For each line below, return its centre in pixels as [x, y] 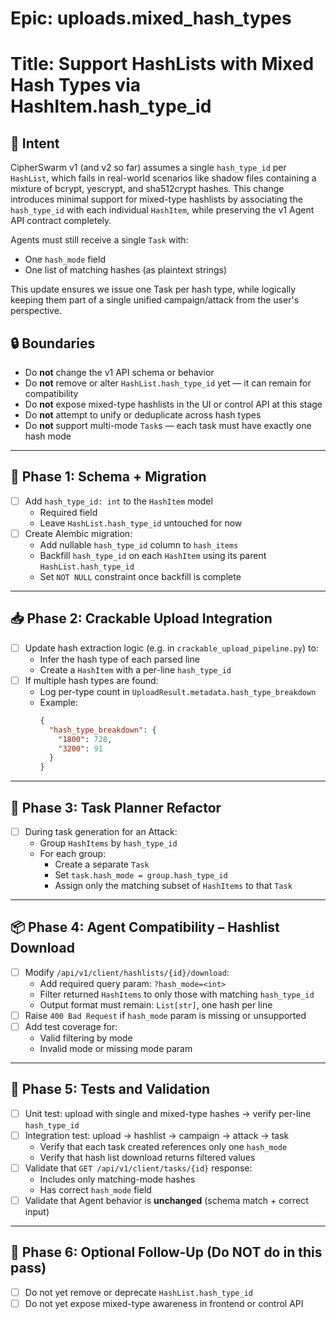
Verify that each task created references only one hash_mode [163, 1146]
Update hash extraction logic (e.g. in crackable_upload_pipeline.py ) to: [171, 648]
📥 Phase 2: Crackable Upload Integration [141, 618]
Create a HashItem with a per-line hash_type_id [135, 669]
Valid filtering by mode [86, 1038]
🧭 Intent [35, 143]
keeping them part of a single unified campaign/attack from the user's [155, 300]
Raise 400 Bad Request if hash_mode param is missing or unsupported [165, 1015]
